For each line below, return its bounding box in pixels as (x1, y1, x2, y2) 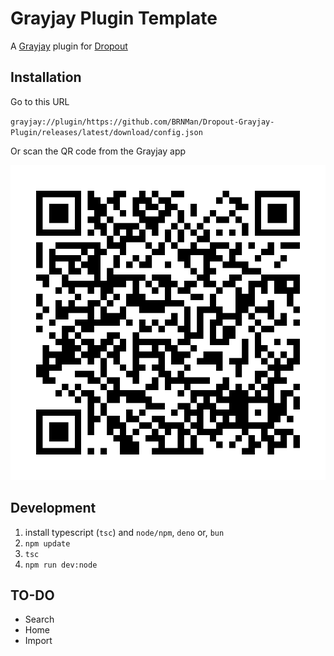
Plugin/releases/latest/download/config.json (10, 127, 203, 137)
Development (10, 500, 97, 517)
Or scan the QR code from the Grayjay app (10, 145, 187, 157)
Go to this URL (10, 95, 70, 107)
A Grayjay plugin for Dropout (10, 40, 128, 52)
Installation (10, 69, 82, 86)
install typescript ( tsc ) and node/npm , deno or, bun (24, 526, 225, 538)
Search (24, 613, 55, 626)
